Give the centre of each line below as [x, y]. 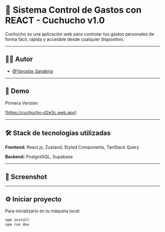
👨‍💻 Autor [19, 59]
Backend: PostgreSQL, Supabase [39, 157]
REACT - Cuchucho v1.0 [55, 20]
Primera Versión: [22, 103]
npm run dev [17, 224]
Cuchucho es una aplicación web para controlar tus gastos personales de [80, 34]
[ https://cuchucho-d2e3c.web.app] [41, 112]
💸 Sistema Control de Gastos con [73, 10]
